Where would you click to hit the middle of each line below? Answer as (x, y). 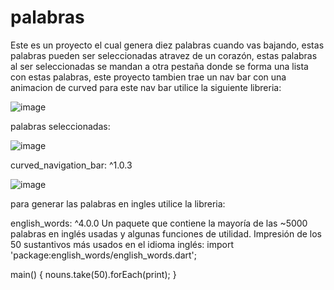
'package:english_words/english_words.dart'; (103, 255)
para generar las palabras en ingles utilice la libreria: (118, 203)
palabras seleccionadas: (60, 126)
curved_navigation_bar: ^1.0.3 (71, 165)
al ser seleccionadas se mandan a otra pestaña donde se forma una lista (159, 66)
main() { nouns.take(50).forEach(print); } (93, 274)
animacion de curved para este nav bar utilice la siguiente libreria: (146, 87)
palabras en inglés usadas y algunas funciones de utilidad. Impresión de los (166, 233)
